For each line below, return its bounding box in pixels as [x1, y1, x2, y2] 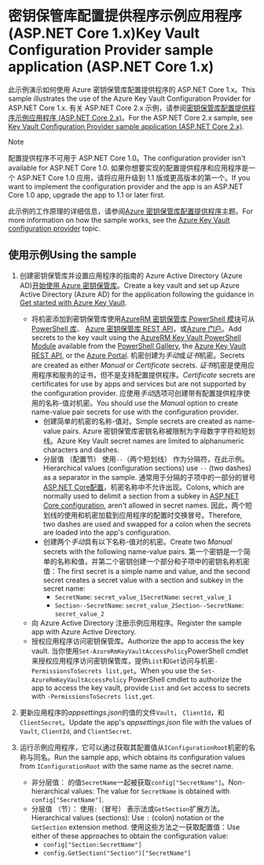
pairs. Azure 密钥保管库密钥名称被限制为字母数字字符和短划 [62, 426, 255, 435]
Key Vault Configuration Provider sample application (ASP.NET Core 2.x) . [8, 121, 245, 131]
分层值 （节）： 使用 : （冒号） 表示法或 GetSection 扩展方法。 [31, 804, 225, 813]
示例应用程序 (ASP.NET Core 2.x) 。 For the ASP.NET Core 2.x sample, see [14, 113, 253, 122]
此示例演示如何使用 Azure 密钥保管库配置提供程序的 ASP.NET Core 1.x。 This [8, 84, 256, 94]
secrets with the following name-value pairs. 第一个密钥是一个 [42, 546, 244, 556]
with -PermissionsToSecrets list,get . [31, 691, 156, 701]
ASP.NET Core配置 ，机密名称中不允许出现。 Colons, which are [42, 482, 245, 492]
